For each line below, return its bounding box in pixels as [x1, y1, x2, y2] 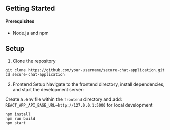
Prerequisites [5, 18, 35, 24]
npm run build [5, 116, 36, 121]
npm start [5, 121, 26, 126]
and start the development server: [12, 87, 84, 93]
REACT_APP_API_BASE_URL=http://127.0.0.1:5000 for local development [5, 102, 153, 108]
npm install [5, 112, 31, 117]
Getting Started [5, 4, 55, 13]
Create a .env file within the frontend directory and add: [5, 96, 122, 102]
